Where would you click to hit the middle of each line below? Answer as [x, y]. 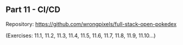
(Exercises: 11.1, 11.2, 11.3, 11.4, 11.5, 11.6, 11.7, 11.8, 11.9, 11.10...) [81, 36]
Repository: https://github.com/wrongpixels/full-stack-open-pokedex [91, 24]
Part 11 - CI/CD [33, 10]
